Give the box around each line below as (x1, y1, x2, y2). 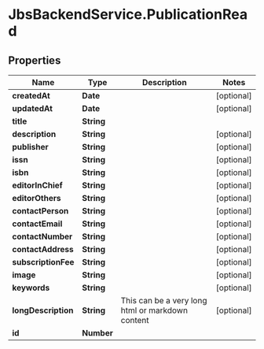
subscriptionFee (12, 257, 75, 267)
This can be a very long (120, 295, 207, 306)
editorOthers (12, 193, 61, 203)
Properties (8, 54, 61, 67)
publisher (12, 142, 49, 152)
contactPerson (12, 206, 69, 216)
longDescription (12, 305, 74, 316)
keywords (12, 282, 50, 293)
